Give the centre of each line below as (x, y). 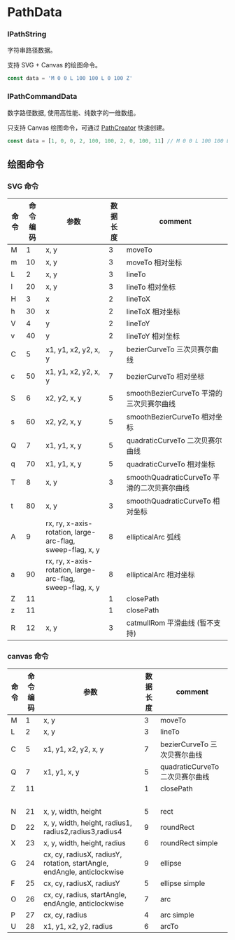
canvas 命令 (28, 657)
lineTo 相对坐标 (151, 287)
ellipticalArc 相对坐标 (161, 575)
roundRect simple (189, 842)
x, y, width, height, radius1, (88, 823)
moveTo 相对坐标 (154, 262)
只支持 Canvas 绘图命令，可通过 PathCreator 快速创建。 (88, 128)
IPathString (27, 34)
